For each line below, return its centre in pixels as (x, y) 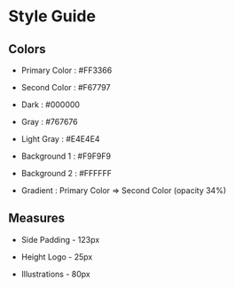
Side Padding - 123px (60, 239)
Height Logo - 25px (57, 257)
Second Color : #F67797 (66, 87)
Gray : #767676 (49, 122)
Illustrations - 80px (55, 274)
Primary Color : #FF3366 (67, 70)
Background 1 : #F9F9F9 (66, 156)
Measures (37, 218)
